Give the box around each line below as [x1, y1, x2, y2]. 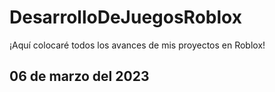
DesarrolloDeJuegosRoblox [9, 6, 242, 29]
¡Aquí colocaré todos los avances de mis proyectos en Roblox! [9, 39, 266, 51]
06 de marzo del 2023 [9, 68, 150, 85]
